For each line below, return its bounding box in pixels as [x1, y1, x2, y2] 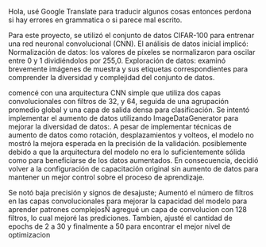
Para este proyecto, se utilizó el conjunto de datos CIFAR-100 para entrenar [8, 31, 255, 40]
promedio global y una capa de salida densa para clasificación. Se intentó [8, 105, 250, 114]
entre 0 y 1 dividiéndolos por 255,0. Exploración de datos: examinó [8, 56, 226, 65]
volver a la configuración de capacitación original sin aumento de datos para [8, 164, 259, 173]
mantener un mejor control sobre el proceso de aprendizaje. [8, 172, 205, 182]
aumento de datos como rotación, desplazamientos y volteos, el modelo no [8, 130, 254, 140]
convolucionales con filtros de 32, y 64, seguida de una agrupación [8, 97, 229, 106]
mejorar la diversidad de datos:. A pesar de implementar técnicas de [8, 122, 232, 131]
